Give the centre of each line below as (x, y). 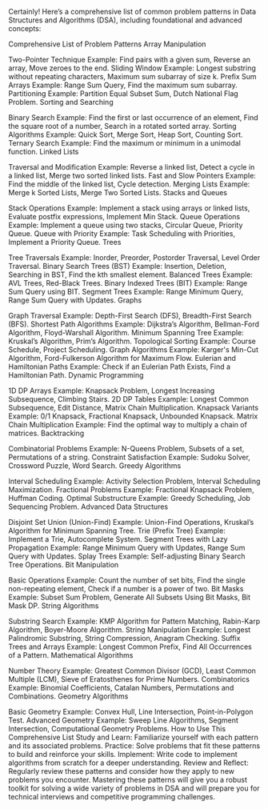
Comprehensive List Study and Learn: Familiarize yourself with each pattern (133, 737)
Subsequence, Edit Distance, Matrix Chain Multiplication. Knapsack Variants (133, 408)
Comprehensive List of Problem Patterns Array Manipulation (107, 44)
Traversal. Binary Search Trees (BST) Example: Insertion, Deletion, (117, 266)
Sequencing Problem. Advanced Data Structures (88, 507)
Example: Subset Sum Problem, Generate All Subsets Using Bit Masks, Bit (129, 597)
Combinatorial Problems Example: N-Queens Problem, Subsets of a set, (126, 449)
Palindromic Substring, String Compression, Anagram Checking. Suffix (124, 638)
